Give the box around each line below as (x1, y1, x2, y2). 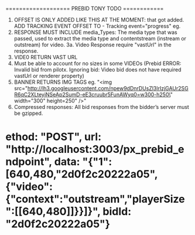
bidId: (102, 205, 132, 219)
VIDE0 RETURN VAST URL (13, 54, 78, 60)
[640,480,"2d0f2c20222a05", (5, 168, 159, 181)
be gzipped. (13, 110, 43, 117)
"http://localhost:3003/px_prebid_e (5, 143, 184, 156)
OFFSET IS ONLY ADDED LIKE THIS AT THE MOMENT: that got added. (13, 16, 184, 23)
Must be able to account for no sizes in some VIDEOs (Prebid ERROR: (13, 60, 182, 67)
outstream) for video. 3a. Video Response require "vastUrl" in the (13, 41, 172, 48)
